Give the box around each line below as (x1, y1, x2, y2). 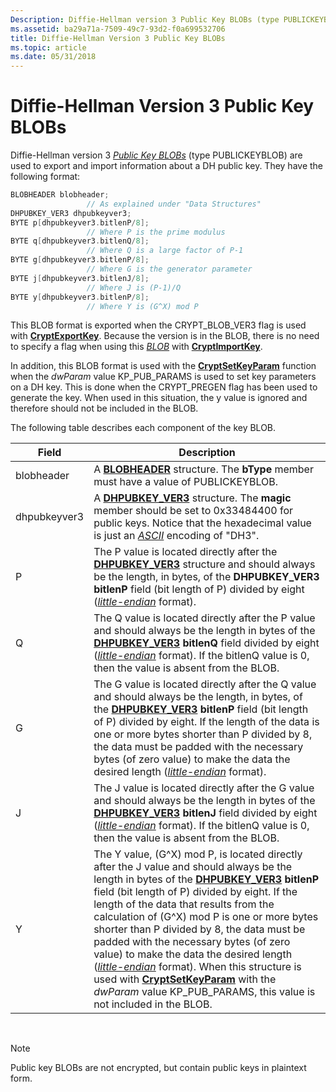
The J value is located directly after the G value (93, 781, 315, 795)
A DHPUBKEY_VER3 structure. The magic (93, 491, 292, 505)
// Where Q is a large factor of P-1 (86, 246, 244, 256)
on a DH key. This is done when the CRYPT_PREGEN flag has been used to (10, 381, 318, 393)
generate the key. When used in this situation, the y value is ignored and (10, 392, 308, 404)
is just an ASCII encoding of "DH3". (93, 529, 260, 543)
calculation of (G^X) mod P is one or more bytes (93, 910, 319, 924)
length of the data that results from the (93, 897, 275, 911)
